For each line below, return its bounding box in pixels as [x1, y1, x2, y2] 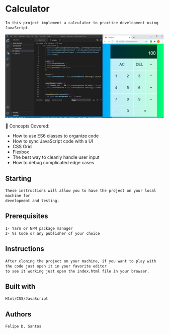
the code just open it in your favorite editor [5, 263, 107, 269]
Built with [5, 283, 36, 291]
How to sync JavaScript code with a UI [12, 138, 93, 144]
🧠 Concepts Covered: [5, 123, 50, 129]
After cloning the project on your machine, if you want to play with [5, 258, 156, 263]
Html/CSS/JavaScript [5, 296, 49, 301]
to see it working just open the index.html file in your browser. [5, 269, 150, 274]
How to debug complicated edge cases [12, 160, 95, 166]
